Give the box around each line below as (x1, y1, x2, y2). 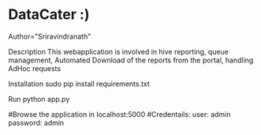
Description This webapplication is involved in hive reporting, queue (8, 47, 229, 56)
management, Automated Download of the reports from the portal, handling (8, 55, 254, 65)
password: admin (8, 118, 65, 127)
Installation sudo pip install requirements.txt (8, 79, 150, 88)
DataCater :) (8, 6, 90, 24)
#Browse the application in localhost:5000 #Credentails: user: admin (8, 109, 231, 119)
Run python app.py (8, 94, 70, 103)
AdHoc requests (8, 63, 62, 73)
